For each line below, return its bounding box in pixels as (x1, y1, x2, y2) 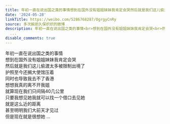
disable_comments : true (5, 36, 56, 41)
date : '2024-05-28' (5, 12, 47, 17)
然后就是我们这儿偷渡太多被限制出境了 (5, 63, 85, 69)
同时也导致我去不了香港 (5, 75, 54, 81)
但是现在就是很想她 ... (5, 113, 51, 119)
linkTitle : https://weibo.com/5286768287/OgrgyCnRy (5, 17, 116, 22)
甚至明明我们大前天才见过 (5, 107, 59, 113)
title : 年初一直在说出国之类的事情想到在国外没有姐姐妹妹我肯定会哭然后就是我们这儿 (5, 7, 161, 13)
